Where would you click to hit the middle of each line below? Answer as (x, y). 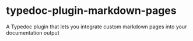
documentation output (33, 32)
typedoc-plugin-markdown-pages (91, 11)
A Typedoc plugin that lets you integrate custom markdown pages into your (96, 27)
